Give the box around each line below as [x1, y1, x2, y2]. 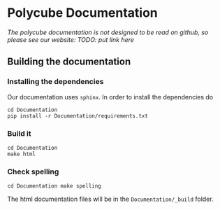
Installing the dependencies [7, 77, 104, 87]
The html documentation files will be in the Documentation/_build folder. [7, 195, 214, 204]
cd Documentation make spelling [7, 183, 101, 190]
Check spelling [7, 167, 59, 176]
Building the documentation [7, 56, 131, 68]
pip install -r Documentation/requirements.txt [7, 112, 149, 120]
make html [7, 150, 36, 157]
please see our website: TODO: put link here [7, 35, 135, 43]
